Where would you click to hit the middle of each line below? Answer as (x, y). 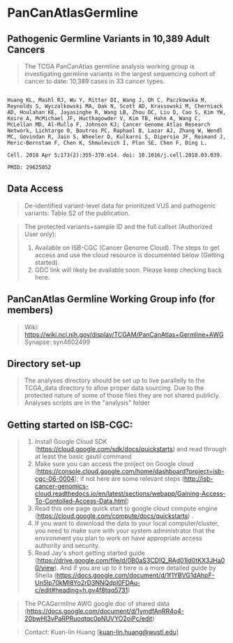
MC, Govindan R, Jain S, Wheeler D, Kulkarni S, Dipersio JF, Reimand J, (117, 137)
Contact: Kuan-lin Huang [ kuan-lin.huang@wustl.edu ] (102, 632)
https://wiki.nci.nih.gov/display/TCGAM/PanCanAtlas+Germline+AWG (124, 334)
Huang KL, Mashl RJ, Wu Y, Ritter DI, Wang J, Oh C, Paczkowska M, (107, 100)
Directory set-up (44, 364)
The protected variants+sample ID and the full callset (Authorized (118, 226)
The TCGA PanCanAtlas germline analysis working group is (110, 66)
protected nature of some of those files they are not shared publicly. (122, 396)
